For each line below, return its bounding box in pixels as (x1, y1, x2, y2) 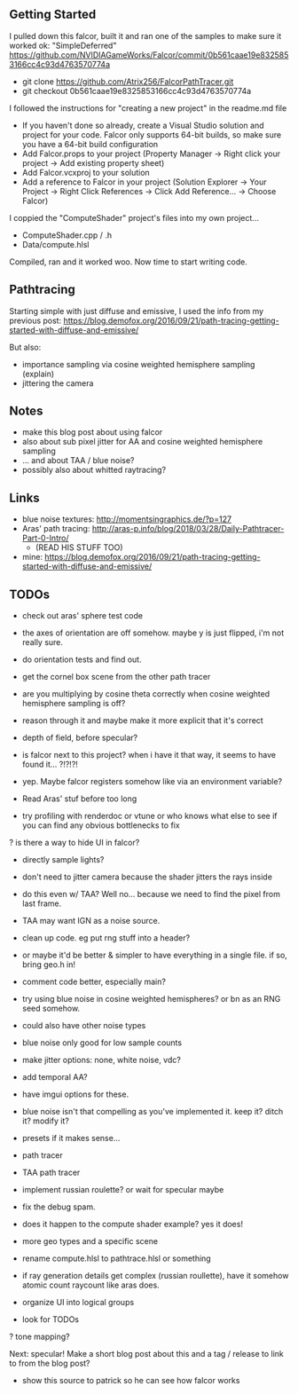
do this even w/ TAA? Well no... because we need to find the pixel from (21, 889, 281, 900)
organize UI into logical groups (21, 1297, 135, 1308)
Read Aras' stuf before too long (21, 793, 137, 804)
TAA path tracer (21, 1167, 81, 1178)
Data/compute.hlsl (21, 239, 90, 249)
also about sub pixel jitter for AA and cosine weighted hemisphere (21, 437, 263, 447)
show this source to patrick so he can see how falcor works (21, 1375, 240, 1386)
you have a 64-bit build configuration (21, 138, 159, 149)
